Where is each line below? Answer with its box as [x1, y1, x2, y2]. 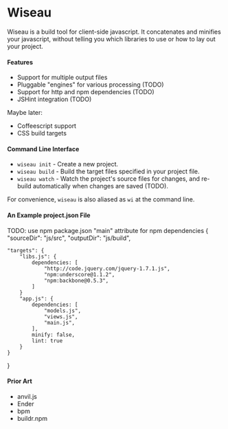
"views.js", [43, 313, 78, 320]
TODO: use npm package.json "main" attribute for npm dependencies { [7, 226, 209, 234]
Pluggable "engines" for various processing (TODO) [16, 80, 164, 89]
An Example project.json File [7, 211, 91, 219]
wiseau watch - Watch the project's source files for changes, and [16, 175, 201, 183]
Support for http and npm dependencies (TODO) [16, 88, 155, 96]
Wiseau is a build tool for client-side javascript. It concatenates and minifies [7, 27, 221, 36]
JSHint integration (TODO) [16, 95, 92, 104]
